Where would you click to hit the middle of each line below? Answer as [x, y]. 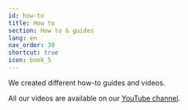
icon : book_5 [30, 61]
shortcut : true [33, 53]
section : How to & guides [51, 30]
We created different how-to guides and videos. [87, 82]
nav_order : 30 [32, 45]
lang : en [23, 38]
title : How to [32, 23]
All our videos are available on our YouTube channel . [94, 98]
